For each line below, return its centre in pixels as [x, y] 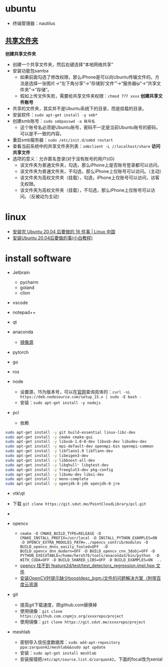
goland [27, 288]
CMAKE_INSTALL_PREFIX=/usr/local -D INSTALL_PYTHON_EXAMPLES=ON [89, 538]
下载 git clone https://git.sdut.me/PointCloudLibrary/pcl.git [79, 504]
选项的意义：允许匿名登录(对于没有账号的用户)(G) [63, 158]
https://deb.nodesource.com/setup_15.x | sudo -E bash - [81, 397]
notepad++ [24, 312]
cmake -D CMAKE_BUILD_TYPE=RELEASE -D [60, 534]
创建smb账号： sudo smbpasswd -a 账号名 [54, 121]
